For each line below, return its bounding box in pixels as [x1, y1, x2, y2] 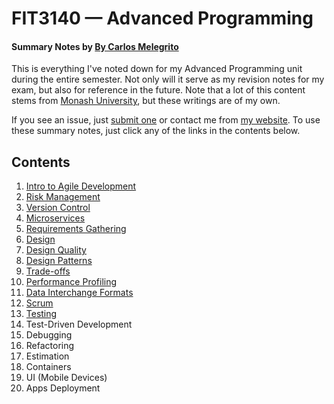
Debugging [25, 329, 73, 341]
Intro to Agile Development [25, 180, 137, 192]
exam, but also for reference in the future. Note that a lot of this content [11, 84, 306, 96]
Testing [25, 308, 58, 320]
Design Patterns [25, 255, 93, 267]
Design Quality [25, 244, 87, 256]
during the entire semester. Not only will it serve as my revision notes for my [11, 73, 325, 86]
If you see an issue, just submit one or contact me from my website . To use [11, 114, 321, 126]
